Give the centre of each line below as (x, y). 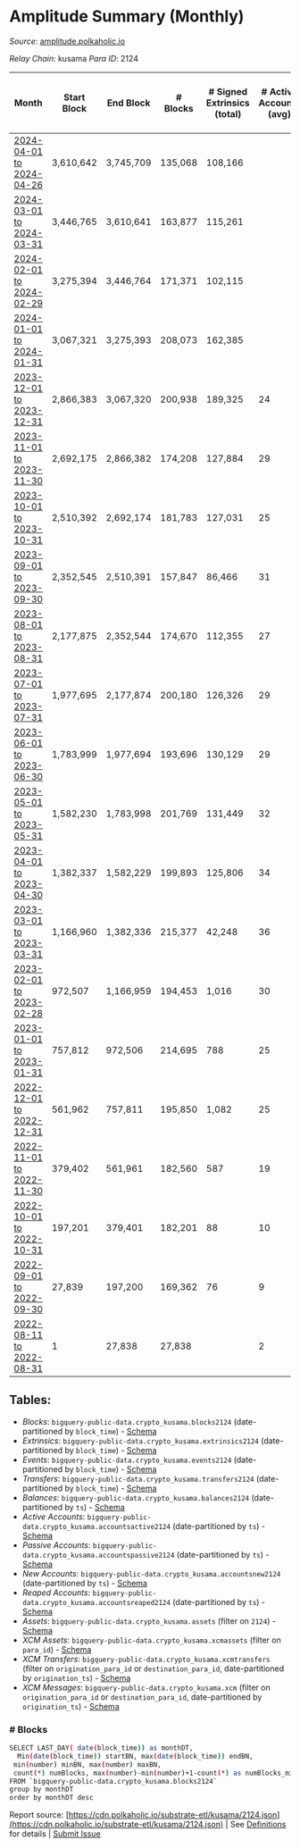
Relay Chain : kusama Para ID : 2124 (74, 58)
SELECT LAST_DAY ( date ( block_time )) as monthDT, (101, 1748)
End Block (129, 103)
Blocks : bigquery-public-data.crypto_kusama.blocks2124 (127, 1421)
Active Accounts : (54, 1517)
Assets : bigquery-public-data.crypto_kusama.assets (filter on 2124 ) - (149, 1621)
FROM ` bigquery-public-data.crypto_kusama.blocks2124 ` (113, 1781)
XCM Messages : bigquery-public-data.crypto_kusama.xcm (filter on (146, 1687)
